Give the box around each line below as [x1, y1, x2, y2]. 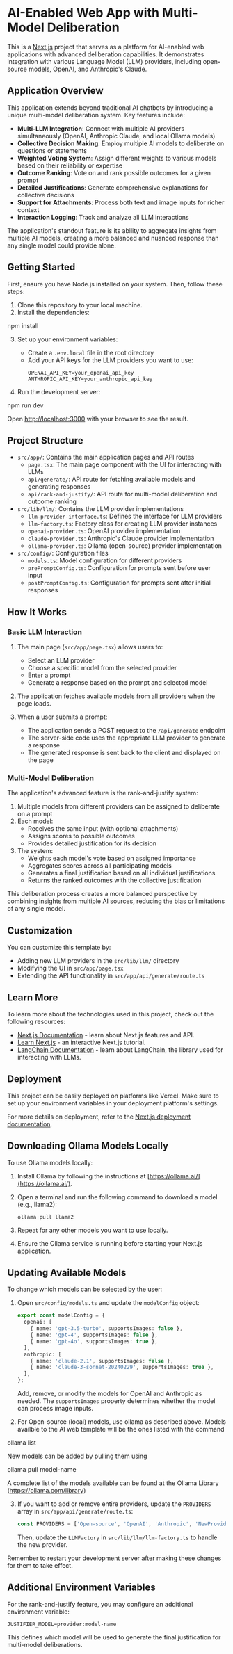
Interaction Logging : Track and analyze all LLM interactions [17, 213, 189, 221]
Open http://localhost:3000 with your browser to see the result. [7, 414, 189, 423]
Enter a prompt [27, 671, 71, 679]
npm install [7, 321, 39, 330]
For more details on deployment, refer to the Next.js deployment [7, 1112, 191, 1121]
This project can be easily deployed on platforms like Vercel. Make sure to [7, 1092, 219, 1100]
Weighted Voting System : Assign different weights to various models [17, 154, 217, 162]
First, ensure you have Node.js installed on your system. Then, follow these [7, 279, 223, 288]
